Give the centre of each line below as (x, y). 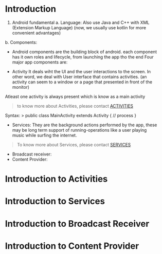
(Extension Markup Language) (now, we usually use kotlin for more (79, 27)
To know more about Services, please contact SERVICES (74, 144)
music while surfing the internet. (44, 135)
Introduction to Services (55, 201)
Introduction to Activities (56, 179)
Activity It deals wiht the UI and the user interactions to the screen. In (81, 71)
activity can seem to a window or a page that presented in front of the (82, 82)
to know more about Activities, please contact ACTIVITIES (75, 106)
